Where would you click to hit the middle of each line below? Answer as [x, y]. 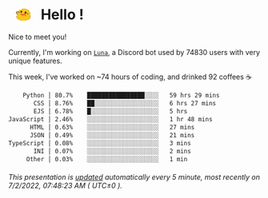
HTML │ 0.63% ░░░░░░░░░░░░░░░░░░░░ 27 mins [112, 128]
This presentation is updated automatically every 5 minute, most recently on [134, 176]
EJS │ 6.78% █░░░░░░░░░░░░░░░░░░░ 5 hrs [110, 112]
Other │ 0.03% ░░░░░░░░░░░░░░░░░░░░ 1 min [107, 160]
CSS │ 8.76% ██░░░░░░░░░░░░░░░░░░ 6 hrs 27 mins [125, 104]
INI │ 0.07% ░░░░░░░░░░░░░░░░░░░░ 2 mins [112, 152]
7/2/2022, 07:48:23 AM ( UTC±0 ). [65, 185]
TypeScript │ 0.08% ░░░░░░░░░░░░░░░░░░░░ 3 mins [100, 144]
